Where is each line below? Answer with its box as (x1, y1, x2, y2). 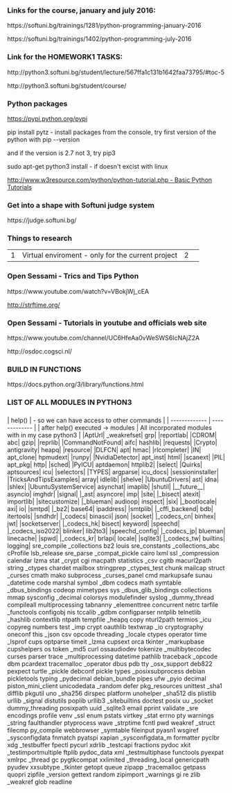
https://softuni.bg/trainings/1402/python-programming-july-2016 (7, 35, 192, 43)
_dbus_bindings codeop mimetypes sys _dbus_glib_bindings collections (7, 586, 213, 594)
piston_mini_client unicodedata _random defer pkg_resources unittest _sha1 (7, 682, 223, 690)
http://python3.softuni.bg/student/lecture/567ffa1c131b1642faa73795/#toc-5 (7, 68, 225, 76)
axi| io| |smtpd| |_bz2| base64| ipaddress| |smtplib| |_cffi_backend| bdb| (7, 505, 213, 513)
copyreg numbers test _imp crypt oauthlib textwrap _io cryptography (7, 623, 204, 631)
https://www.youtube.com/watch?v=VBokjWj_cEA (7, 287, 150, 295)
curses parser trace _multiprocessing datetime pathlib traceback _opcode (7, 652, 218, 661)
